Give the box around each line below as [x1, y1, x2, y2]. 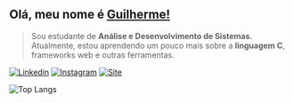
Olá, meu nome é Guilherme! [9, 7, 171, 22]
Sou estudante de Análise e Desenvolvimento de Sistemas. [30, 30, 253, 41]
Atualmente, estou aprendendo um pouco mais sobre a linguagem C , [30, 40, 285, 51]
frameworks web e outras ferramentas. [30, 49, 176, 60]
